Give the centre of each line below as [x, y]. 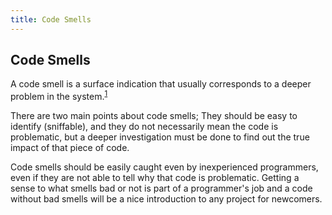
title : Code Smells [51, 19]
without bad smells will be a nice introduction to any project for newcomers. [166, 199]
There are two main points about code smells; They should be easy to [154, 116]
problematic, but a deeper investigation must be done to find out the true [160, 137]
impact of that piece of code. [70, 148]
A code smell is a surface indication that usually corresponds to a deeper [161, 84]
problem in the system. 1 [59, 96]
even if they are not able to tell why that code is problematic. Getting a [155, 178]
